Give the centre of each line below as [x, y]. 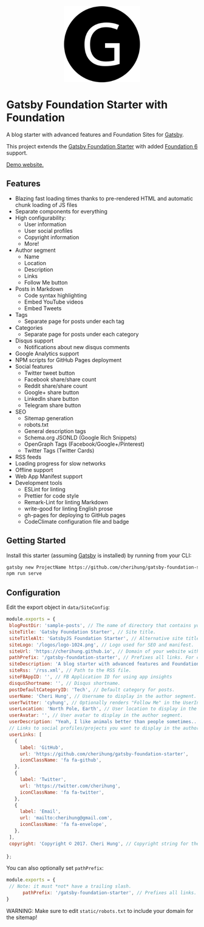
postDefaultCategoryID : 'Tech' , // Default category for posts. [92, 690]
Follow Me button [46, 282]
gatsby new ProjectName [36, 567]
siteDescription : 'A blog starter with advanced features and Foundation [104, 664]
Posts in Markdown [39, 289]
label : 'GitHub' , [42, 748]
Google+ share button [52, 392]
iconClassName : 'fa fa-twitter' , [62, 792]
